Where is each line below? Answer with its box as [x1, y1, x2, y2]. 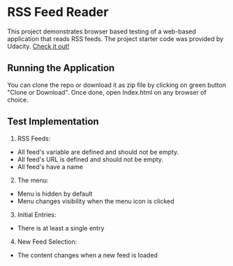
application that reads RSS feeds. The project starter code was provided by [7, 34, 224, 42]
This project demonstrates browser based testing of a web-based [7, 27, 197, 36]
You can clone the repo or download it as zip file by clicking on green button [7, 81, 227, 89]
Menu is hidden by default [17, 189, 93, 198]
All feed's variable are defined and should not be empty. [17, 148, 179, 156]
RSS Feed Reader [7, 4, 109, 20]
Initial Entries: [17, 210, 57, 219]
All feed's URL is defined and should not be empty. [17, 155, 164, 164]
